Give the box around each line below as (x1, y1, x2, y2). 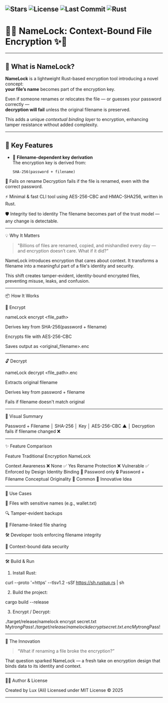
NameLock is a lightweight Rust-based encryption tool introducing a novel (5, 76, 158, 82)
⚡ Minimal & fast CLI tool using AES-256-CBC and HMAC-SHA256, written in (5, 193, 163, 199)
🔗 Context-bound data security (5, 543, 69, 549)
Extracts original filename (5, 379, 58, 385)
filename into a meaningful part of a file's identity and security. (5, 263, 134, 269)
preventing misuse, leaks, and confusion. (5, 278, 90, 284)
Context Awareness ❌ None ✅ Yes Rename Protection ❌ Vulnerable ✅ (5, 462, 149, 468)
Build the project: (12, 589, 48, 595)
